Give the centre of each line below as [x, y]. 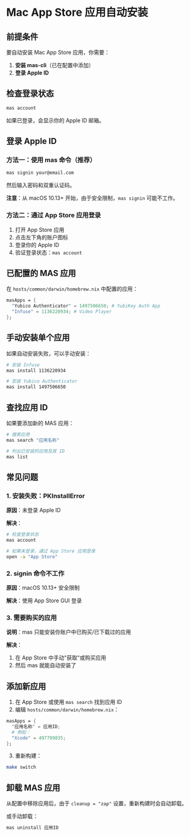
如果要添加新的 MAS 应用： [40, 423]
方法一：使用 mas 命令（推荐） [51, 160]
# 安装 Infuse [23, 365]
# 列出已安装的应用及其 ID [36, 451]
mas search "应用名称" [33, 440]
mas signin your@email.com [40, 173]
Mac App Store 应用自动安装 [77, 12]
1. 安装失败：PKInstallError [46, 496]
